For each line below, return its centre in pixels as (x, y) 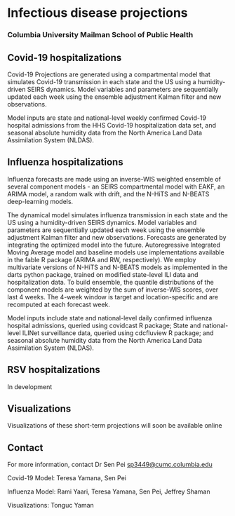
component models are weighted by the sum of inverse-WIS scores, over (113, 290)
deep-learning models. (40, 201)
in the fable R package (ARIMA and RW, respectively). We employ (102, 259)
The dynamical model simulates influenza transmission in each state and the (117, 215)
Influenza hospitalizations (66, 162)
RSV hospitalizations (54, 370)
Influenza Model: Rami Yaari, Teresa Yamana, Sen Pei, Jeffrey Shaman (109, 491)
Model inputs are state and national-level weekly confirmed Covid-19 (107, 118)
